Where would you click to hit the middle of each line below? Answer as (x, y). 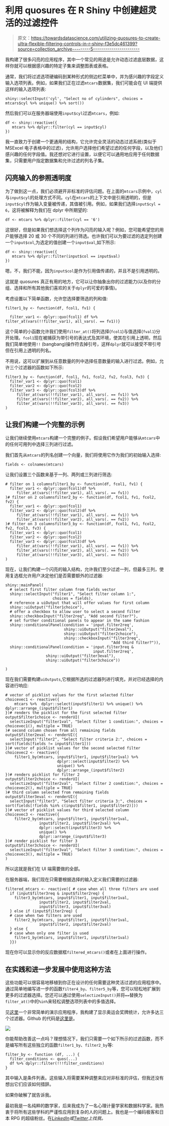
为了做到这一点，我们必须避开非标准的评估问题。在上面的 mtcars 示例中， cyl (84, 191)
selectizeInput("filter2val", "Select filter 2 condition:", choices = (87, 783)
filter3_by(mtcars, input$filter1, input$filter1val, (72, 898)
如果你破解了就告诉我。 (29, 1095)
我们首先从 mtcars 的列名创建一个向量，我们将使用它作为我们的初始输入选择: (83, 455)
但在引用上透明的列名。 (29, 350)
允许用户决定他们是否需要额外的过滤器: (63, 575)
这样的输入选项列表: (26, 89)
